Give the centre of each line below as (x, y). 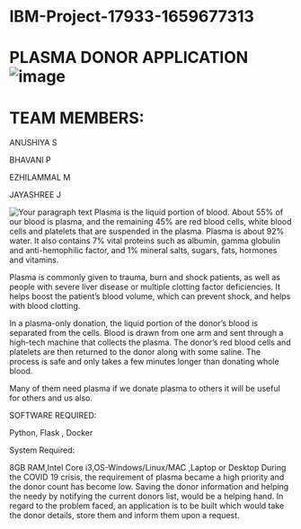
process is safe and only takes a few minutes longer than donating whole (145, 362)
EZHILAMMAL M (40, 178)
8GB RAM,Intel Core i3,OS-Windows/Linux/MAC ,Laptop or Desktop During (148, 468)
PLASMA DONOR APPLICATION (129, 58)
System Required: (42, 450)
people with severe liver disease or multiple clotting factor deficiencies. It (145, 287)
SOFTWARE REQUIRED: (53, 416)
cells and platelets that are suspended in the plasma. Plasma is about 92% (147, 232)
